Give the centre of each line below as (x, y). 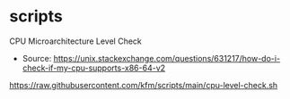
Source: (37, 58)
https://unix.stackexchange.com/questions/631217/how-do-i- (167, 58)
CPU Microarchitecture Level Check (75, 41)
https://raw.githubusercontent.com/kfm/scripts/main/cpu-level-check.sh (144, 85)
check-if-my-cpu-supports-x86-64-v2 (94, 68)
